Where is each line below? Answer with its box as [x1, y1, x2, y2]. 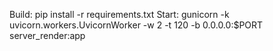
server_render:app [9, 30, 86, 41]
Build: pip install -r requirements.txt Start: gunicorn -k [9, 9, 230, 20]
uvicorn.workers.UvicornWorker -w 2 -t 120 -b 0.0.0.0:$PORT [9, 19, 264, 31]
